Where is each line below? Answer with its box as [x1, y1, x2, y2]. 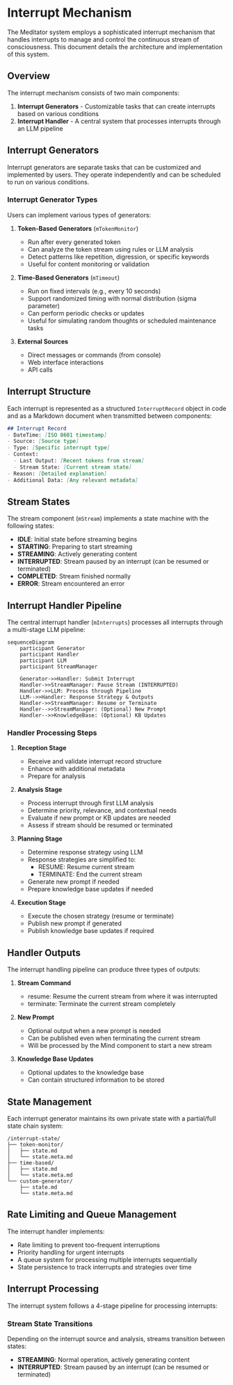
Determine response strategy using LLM [27, 848, 143, 857]
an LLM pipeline [17, 124, 64, 133]
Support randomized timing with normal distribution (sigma [27, 294, 197, 302]
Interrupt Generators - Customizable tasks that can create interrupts [17, 102, 216, 111]
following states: [7, 521, 54, 530]
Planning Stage [17, 834, 63, 843]
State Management [7, 1096, 92, 1108]
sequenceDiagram [7, 639, 54, 646]
